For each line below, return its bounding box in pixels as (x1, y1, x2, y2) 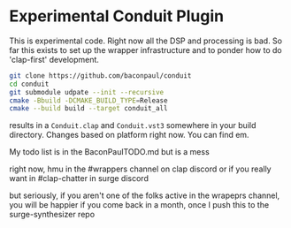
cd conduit (9, 80, 50, 88)
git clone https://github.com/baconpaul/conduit (9, 71, 192, 80)
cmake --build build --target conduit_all (9, 104, 168, 113)
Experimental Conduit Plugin (9, 6, 224, 27)
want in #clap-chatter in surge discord (9, 173, 149, 184)
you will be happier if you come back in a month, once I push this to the (9, 200, 270, 210)
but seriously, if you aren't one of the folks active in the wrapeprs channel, (9, 190, 280, 201)
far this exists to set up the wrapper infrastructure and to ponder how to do (9, 44, 282, 55)
